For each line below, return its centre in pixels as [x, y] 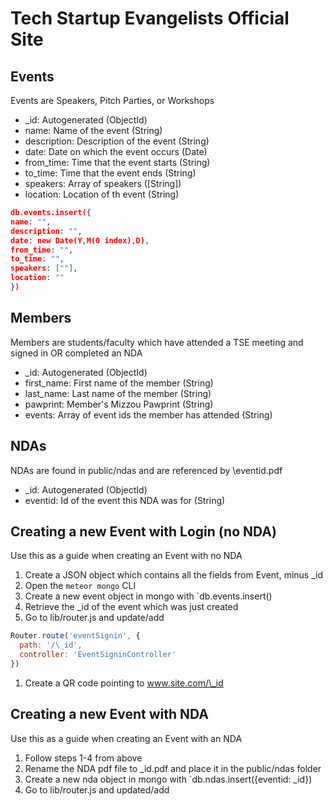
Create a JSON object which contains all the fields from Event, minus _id [173, 575]
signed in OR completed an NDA [76, 353]
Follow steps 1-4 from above [83, 758]
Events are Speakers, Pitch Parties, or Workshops [112, 100]
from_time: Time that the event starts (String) [117, 162]
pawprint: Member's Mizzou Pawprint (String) [119, 404]
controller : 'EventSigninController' [98, 655]
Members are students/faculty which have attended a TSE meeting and [157, 342]
